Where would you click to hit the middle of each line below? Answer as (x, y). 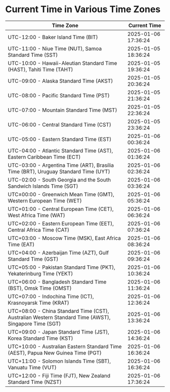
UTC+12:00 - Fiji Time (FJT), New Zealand (59, 375)
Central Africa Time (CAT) (39, 230)
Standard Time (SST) (33, 55)
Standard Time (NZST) (35, 382)
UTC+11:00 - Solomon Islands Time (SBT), (59, 361)
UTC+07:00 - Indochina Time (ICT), (51, 296)
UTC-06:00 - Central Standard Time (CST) (59, 124)
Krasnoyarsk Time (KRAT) (38, 303)
